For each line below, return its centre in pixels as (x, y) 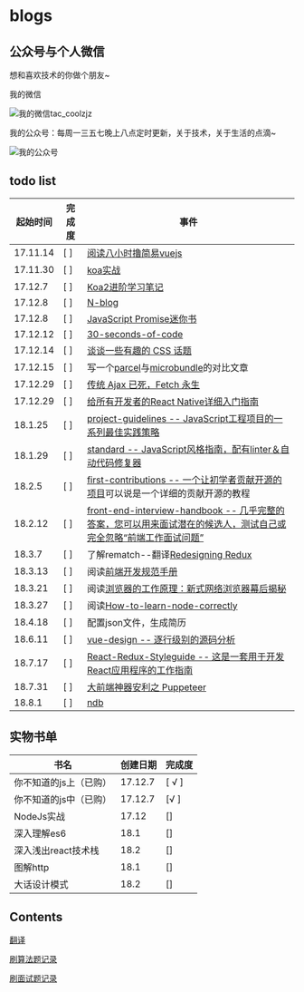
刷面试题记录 (33, 978)
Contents (36, 917)
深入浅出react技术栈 (57, 851)
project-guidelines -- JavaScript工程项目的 (180, 418)
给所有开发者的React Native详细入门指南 (173, 402)
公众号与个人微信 (57, 51)
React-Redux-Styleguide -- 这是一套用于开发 (186, 656)
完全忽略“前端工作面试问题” (146, 538)
